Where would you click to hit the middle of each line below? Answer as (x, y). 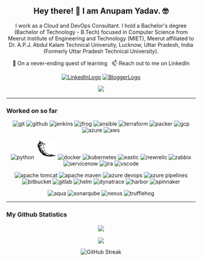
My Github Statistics (37, 215)
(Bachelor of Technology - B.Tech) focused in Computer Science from (101, 32)
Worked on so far (32, 111)
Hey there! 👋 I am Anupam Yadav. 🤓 (101, 11)
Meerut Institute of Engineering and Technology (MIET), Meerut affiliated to (101, 38)
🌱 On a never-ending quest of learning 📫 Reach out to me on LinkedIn (101, 63)
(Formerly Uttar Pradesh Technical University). (101, 51)
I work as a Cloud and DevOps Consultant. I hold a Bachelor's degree (101, 25)
